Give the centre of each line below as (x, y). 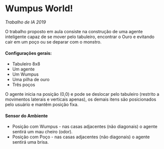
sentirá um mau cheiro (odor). (42, 132)
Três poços (24, 85)
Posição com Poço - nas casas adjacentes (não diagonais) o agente (81, 137)
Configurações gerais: (28, 53)
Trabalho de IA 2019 (26, 22)
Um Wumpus (25, 74)
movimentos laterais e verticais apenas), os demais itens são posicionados (81, 99)
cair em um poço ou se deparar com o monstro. (53, 42)
